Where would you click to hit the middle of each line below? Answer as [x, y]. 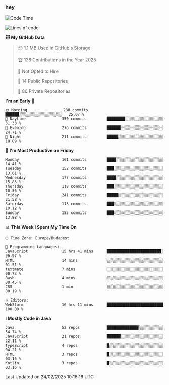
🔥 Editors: [17, 300]
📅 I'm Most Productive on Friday [40, 151]
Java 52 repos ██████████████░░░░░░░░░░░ [84, 328]
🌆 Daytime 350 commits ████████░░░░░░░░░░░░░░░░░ [84, 119]
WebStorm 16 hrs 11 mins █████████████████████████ [84, 305]
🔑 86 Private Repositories [44, 91]
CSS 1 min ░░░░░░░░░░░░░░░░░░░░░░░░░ [84, 287]
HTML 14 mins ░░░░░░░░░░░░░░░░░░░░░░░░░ [84, 261]
